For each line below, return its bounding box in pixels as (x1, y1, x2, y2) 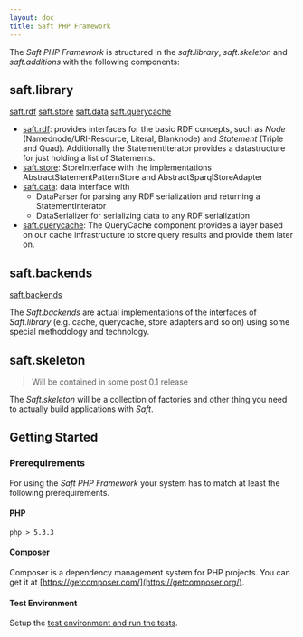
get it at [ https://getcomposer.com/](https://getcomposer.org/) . (9, 576, 245, 588)
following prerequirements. (9, 487, 110, 498)
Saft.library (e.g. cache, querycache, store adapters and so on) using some (9, 317, 290, 328)
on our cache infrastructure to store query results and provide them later (22, 230, 294, 241)
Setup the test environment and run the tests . (9, 617, 178, 629)
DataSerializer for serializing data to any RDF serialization (35, 210, 251, 222)
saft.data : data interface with (22, 182, 130, 193)
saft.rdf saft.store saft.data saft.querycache (9, 106, 172, 118)
